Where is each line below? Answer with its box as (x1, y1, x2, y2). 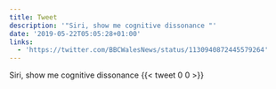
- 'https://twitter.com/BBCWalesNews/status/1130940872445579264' (17, 46, 269, 55)
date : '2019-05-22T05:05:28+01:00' (9, 29, 142, 38)
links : (9, 37, 34, 47)
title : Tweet (9, 12, 58, 22)
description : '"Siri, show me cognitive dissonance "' (9, 21, 217, 30)
